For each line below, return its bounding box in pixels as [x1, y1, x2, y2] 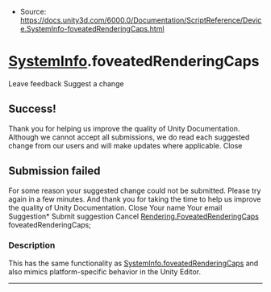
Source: [19, 7, 47, 16]
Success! [8, 102, 56, 116]
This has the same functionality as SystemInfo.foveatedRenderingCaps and [8, 258, 259, 268]
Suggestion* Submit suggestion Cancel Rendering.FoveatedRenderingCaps [8, 211, 260, 221]
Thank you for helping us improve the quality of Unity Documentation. [8, 123, 240, 133]
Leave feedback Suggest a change [8, 78, 124, 88]
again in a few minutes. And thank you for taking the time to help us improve [8, 194, 261, 204]
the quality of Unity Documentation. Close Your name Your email [8, 202, 223, 212]
